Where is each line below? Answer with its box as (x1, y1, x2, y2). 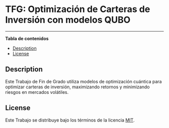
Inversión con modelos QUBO (5, 14, 131, 26)
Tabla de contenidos (5, 35, 49, 41)
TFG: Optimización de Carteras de (5, 4, 150, 15)
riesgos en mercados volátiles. (5, 89, 69, 95)
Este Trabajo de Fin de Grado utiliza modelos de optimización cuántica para (5, 78, 162, 84)
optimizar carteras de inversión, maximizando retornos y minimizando (5, 84, 150, 90)
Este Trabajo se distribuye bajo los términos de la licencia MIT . (5, 117, 135, 123)
